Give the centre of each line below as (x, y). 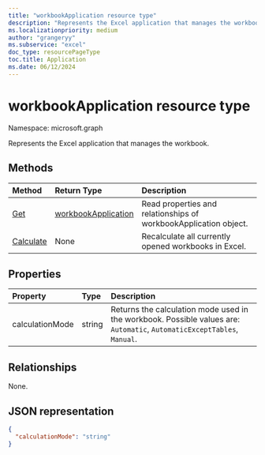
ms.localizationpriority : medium (63, 30)
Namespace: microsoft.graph (56, 128)
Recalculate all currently (186, 236)
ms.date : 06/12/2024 (42, 67)
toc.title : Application (47, 60)
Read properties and (179, 204)
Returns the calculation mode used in (179, 310)
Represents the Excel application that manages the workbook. (109, 143)
